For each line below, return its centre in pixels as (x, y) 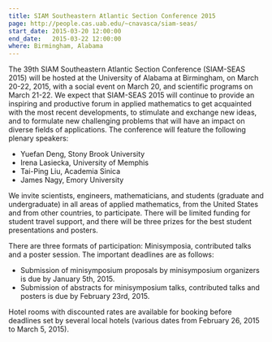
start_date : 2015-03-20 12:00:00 (65, 31)
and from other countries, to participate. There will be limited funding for (130, 213)
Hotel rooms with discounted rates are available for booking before (120, 312)
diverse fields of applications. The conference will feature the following (127, 130)
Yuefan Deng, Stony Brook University (82, 154)
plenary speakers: (39, 138)
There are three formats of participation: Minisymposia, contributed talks (130, 246)
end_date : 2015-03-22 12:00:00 (65, 39)
